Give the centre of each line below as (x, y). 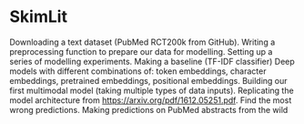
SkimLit (39, 17)
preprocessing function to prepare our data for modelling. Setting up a (141, 51)
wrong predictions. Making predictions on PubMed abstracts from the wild (149, 109)
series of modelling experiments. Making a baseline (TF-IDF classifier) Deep (152, 61)
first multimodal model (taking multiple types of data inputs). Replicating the (152, 90)
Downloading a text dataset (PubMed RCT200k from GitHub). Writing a (142, 42)
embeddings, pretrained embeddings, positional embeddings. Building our (149, 80)
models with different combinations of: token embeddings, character (138, 71)
